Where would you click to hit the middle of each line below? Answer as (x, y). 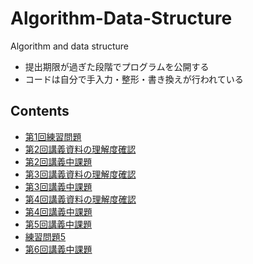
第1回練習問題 (53, 136)
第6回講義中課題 (58, 249)
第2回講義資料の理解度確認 (80, 149)
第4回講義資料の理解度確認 (80, 199)
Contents (40, 111)
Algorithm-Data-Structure (121, 18)
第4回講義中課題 (58, 211)
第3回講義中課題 (58, 186)
